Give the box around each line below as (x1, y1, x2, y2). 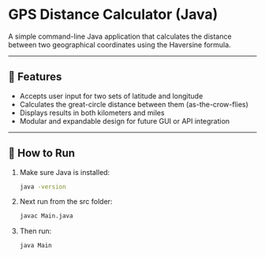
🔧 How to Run (8, 147, 76, 160)
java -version (19, 183, 66, 191)
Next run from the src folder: (19, 197, 113, 207)
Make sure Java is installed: (19, 167, 110, 177)
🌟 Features (8, 70, 62, 84)
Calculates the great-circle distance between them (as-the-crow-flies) (19, 99, 248, 109)
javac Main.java (19, 212, 73, 220)
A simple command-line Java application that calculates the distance (8, 32, 232, 41)
